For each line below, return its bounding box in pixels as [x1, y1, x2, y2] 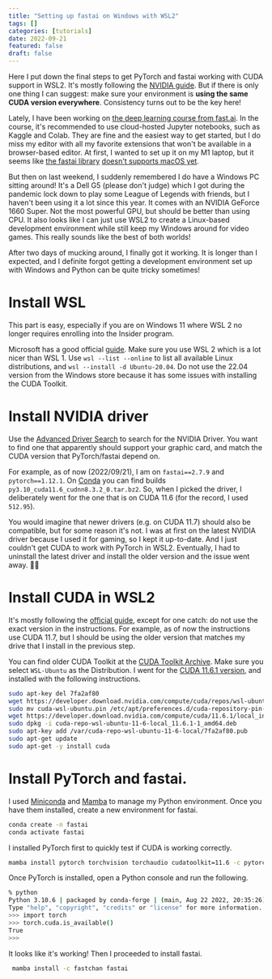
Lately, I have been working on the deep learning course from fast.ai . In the [8, 113, 259, 122]
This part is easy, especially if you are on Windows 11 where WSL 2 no [8, 320, 243, 330]
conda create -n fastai [8, 820, 89, 828]
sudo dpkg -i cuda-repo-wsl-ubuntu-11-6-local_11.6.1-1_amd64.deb [8, 720, 237, 728]
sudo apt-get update [8, 734, 79, 743]
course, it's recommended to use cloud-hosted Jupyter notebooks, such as [8, 122, 261, 131]
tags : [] [8, 19, 38, 28]
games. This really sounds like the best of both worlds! [8, 232, 191, 241]
